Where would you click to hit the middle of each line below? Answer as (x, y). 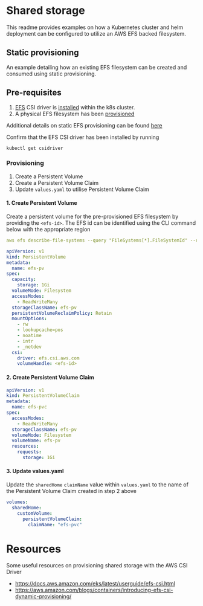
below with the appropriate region (48, 230)
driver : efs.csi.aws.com (48, 358)
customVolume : (35, 513)
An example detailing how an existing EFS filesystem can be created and (97, 67)
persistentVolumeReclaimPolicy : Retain (62, 313)
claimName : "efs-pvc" (55, 524)
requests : (30, 452)
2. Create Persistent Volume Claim (50, 377)
